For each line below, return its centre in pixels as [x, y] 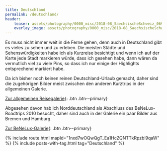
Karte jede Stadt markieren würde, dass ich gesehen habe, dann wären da [81, 58]
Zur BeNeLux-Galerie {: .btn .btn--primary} [48, 128]
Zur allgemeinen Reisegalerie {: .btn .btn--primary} [56, 99]
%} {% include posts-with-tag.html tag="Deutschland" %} [65, 143]
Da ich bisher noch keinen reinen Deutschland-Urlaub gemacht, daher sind [82, 78]
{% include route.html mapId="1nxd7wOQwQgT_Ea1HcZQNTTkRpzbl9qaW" [83, 138]
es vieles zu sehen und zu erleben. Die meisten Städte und [65, 48]
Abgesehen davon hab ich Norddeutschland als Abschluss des [69, 108]
